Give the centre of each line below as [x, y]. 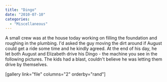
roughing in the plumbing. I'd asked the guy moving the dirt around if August [83, 43]
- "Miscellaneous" [29, 24]
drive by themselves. [27, 64]
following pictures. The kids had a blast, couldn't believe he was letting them [84, 59]
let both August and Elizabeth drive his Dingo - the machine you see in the [82, 54]
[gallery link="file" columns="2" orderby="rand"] [55, 74]
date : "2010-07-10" [25, 14]
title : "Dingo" [21, 10]
